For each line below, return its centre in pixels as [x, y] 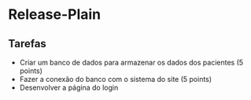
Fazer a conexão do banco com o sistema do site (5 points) [116, 79]
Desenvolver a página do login [69, 87]
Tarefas [28, 44]
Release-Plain [54, 15]
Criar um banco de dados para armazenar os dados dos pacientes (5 [131, 62]
